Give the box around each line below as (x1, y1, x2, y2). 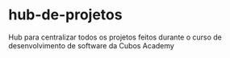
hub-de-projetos (8, 6, 123, 24)
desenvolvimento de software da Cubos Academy (8, 40, 175, 50)
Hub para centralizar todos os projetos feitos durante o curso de (8, 32, 222, 42)
